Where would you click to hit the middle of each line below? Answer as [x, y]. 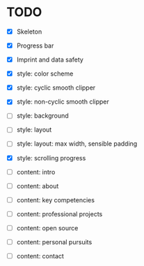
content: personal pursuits [54, 241]
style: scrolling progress [51, 157]
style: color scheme [45, 73]
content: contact [40, 255]
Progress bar [35, 45]
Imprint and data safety [50, 59]
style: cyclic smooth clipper [56, 87]
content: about [38, 185]
